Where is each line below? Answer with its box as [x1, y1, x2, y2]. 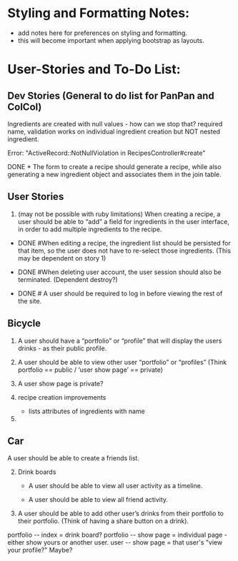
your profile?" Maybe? [7, 546, 73, 555]
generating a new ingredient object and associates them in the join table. [7, 170, 222, 178]
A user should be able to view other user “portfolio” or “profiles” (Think [17, 358, 227, 366]
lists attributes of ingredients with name [28, 407, 145, 415]
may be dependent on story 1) [17, 253, 106, 262]
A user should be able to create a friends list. [7, 454, 139, 463]
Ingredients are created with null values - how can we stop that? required [7, 119, 223, 128]
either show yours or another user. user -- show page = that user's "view [7, 538, 223, 547]
